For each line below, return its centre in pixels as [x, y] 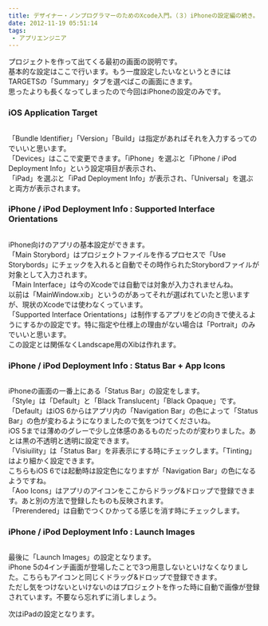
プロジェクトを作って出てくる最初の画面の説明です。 [95, 61]
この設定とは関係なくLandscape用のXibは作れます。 [95, 344]
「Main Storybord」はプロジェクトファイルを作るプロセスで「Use [117, 254]
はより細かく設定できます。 [53, 461]
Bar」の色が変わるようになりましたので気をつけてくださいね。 [112, 421]
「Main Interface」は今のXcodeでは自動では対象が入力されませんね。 [123, 284]
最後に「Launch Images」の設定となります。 [82, 557]
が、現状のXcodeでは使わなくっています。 [78, 304]
